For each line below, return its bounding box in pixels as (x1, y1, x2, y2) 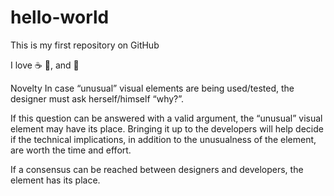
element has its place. (10, 174, 101, 186)
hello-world (10, 6, 110, 29)
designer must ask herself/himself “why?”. (10, 92, 185, 105)
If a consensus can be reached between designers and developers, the (10, 163, 304, 175)
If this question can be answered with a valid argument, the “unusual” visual (10, 112, 323, 124)
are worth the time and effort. (10, 144, 132, 156)
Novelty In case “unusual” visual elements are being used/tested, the (10, 82, 295, 94)
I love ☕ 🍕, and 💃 (10, 59, 80, 71)
